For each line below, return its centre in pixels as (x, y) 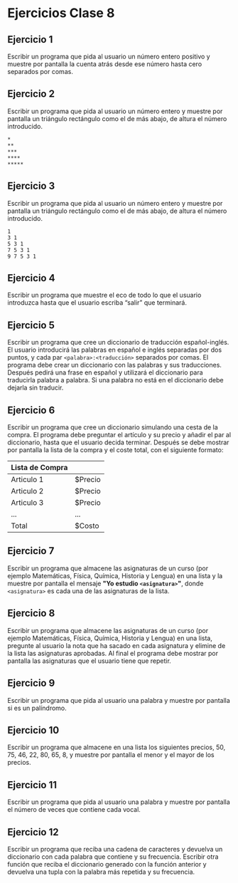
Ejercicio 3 (31, 186)
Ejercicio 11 (32, 785)
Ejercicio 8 (31, 613)
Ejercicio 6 (31, 410)
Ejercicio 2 (31, 94)
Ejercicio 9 (31, 683)
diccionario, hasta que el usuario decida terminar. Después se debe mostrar (118, 442)
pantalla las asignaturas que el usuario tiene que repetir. (90, 661)
